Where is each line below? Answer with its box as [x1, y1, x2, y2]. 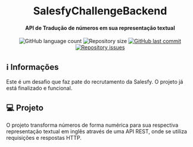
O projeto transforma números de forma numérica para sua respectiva [6, 121, 179, 129]
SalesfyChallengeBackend [33, 4, 167, 18]
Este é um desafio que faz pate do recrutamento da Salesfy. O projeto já [6, 78, 183, 85]
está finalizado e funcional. [6, 85, 73, 92]
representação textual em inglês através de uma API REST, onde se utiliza [6, 128, 188, 135]
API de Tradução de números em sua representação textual [25, 24, 175, 31]
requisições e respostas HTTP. [6, 134, 82, 142]
